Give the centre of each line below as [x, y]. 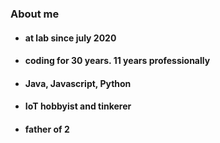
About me [35, 14]
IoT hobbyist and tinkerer [78, 106]
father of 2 [47, 129]
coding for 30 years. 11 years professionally [117, 61]
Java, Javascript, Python [78, 83]
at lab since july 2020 [70, 38]
